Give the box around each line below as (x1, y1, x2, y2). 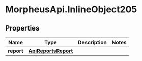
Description (78, 39, 107, 46)
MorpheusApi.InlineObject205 (5, 4, 137, 15)
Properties (5, 24, 40, 33)
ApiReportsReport (28, 47, 73, 54)
